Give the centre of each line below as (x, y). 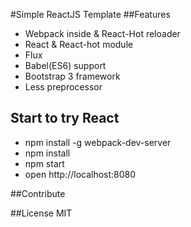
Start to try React (65, 118)
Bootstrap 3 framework (72, 76)
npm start (44, 163)
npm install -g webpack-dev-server (98, 142)
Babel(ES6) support (65, 65)
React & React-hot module (79, 44)
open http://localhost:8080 (80, 174)
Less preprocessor (63, 87)
